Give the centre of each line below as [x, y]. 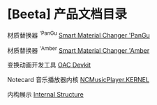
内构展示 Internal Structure [45, 95]
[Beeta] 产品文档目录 [67, 14]
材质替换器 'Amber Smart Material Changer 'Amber [78, 49]
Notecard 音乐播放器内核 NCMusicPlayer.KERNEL [78, 80]
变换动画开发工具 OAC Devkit [49, 65]
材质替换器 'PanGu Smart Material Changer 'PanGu [78, 34]
